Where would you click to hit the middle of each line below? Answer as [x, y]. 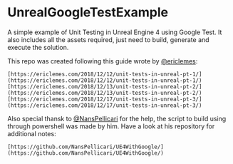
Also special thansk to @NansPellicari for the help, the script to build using [117, 118]
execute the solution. [38, 47]
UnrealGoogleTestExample [88, 12]
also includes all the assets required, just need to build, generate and [108, 39]
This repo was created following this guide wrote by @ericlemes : [103, 61]
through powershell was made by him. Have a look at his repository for [111, 126]
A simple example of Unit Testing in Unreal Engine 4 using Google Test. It [115, 32]
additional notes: [32, 133]
